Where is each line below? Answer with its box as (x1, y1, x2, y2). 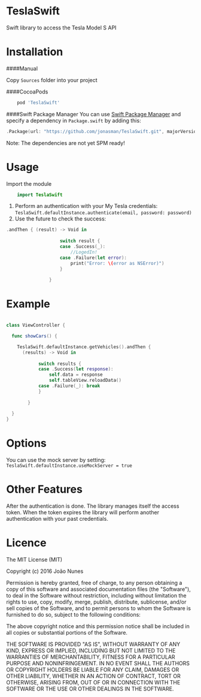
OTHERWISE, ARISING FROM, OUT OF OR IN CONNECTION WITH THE (6, 678, 181, 686)
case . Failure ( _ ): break (38, 383, 100, 389)
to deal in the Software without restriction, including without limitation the (6, 592, 187, 599)
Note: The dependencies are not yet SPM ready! (6, 139, 126, 146)
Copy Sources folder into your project (6, 76, 98, 83)
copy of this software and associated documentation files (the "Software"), (6, 586, 191, 593)
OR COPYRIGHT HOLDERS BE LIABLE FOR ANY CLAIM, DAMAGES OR (6, 666, 179, 673)
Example (6, 297, 50, 311)
